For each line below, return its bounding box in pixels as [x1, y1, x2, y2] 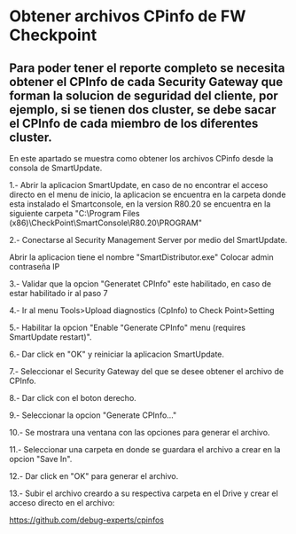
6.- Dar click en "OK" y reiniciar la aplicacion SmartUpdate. [9, 349, 224, 359]
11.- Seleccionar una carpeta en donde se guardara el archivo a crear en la [9, 444, 281, 454]
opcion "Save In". [9, 454, 73, 464]
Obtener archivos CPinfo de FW [9, 6, 246, 27]
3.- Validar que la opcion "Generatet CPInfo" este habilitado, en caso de [9, 279, 272, 289]
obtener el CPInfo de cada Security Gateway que [9, 74, 284, 90]
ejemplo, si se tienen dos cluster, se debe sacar [9, 102, 277, 117]
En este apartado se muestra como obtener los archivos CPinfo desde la [9, 153, 274, 163]
